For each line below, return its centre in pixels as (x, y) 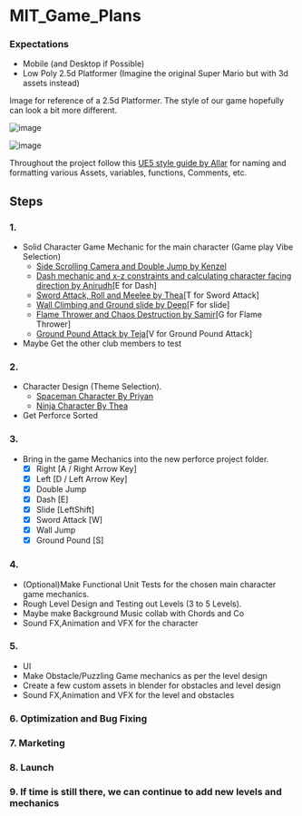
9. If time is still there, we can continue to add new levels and (146, 791)
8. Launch (32, 767)
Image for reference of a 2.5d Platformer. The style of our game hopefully (146, 101)
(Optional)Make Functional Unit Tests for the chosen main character (149, 584)
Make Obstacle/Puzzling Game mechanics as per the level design (145, 675)
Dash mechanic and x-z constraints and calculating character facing (164, 276)
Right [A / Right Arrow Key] (87, 468)
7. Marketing (37, 742)
